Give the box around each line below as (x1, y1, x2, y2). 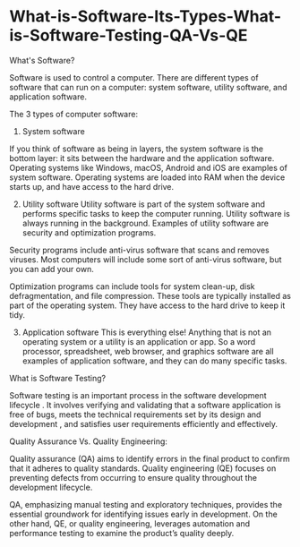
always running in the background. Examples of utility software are (21, 218, 269, 228)
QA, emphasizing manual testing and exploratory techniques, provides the (9, 499, 283, 509)
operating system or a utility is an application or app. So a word (21, 336, 256, 346)
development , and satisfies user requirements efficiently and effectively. (9, 418, 279, 429)
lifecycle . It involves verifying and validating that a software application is (9, 399, 281, 410)
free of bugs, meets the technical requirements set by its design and (9, 409, 261, 420)
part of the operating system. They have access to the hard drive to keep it (9, 300, 286, 311)
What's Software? (9, 55, 75, 65)
